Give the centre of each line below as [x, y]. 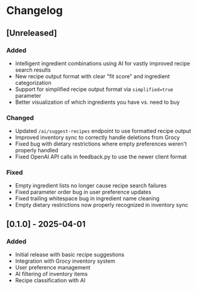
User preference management [53, 268]
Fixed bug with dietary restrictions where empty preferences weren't [101, 144]
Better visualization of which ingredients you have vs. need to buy [97, 102]
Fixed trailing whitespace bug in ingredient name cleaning [87, 198]
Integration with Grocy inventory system [65, 261]
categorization [33, 83]
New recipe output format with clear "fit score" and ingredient [92, 76]
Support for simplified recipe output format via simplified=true [94, 89]
